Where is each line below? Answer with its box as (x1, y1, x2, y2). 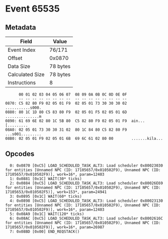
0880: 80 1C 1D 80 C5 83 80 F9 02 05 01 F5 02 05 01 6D (5, 110, 127, 115)
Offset (8, 55, 23, 61)
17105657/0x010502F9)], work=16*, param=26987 (5, 224, 105, 229)
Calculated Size (8, 71, 45, 78)
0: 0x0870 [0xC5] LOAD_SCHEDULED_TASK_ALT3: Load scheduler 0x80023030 (10, 163, 163, 168)
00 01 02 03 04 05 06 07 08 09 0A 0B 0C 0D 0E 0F (18, 92, 127, 97)
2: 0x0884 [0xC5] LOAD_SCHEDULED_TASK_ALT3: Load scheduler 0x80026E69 (10, 181, 163, 186)
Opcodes (5, 149, 35, 158)
